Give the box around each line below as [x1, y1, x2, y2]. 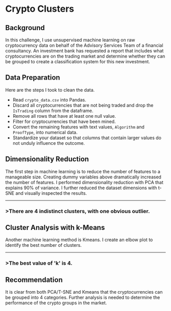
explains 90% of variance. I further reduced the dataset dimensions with [5, 185, 157, 191]
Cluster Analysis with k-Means [5, 223, 105, 232]
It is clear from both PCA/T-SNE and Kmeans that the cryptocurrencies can [5, 289, 163, 295]
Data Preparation [5, 73, 60, 82]
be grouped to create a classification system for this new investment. [5, 59, 150, 64]
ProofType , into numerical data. [12, 129, 78, 135]
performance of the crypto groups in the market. [5, 300, 107, 306]
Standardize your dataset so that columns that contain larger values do [12, 135, 162, 141]
